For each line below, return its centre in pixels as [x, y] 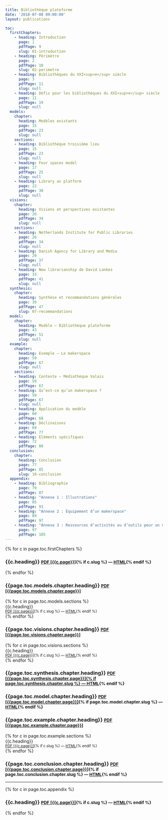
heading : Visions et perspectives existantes [66, 209]
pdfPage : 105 [32, 534]
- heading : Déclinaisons [40, 423]
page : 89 [27, 516]
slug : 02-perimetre [38, 70]
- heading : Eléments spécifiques [49, 437]
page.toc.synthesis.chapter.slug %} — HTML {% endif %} [65, 684]
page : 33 [27, 274]
